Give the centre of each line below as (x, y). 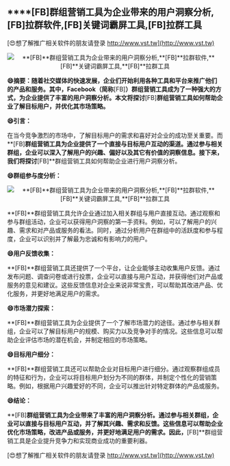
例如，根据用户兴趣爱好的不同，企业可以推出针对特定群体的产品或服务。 (121, 386)
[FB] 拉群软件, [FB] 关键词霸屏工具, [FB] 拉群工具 (105, 25)
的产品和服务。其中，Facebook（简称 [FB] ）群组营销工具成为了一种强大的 (111, 89)
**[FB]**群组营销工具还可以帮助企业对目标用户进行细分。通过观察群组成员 (114, 369)
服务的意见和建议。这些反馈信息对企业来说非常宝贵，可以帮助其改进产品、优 (115, 285)
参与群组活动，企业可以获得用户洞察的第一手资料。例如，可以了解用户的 (109, 222)
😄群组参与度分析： (34, 175)
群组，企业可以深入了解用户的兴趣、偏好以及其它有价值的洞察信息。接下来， (115, 152)
